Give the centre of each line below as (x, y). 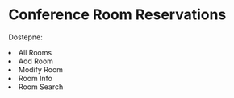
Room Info (36, 78)
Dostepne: (25, 37)
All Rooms (36, 52)
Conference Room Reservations (117, 15)
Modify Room (41, 69)
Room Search (41, 87)
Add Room (36, 61)
